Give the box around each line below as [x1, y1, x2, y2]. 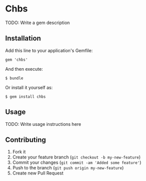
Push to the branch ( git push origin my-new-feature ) [12, 165, 124, 171]
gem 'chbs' [5, 57, 28, 62]
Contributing [5, 135, 46, 144]
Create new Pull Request [12, 170, 64, 176]
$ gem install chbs [5, 94, 46, 99]
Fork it [12, 149, 26, 155]
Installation [5, 34, 41, 43]
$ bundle [5, 76, 24, 81]
